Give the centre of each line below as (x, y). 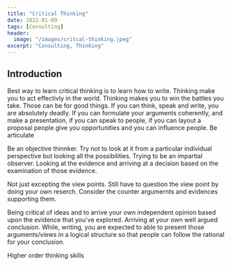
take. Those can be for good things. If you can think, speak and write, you (113, 106)
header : (18, 33)
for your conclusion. (36, 242)
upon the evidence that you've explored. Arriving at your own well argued (112, 219)
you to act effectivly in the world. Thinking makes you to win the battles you (115, 98)
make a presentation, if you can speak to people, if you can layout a (104, 120)
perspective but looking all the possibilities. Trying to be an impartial (105, 156)
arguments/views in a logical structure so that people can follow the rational (116, 234)
